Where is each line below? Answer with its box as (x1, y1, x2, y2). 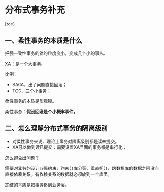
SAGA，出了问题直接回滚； (12, 81, 67, 87)
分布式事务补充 (5, 4, 65, 16)
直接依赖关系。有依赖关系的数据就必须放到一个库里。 (5, 171, 112, 177)
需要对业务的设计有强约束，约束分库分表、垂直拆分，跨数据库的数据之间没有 (5, 165, 159, 171)
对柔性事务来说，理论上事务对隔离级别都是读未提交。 (12, 138, 120, 144)
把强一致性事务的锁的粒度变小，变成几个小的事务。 (5, 50, 108, 56)
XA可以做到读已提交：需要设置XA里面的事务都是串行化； (12, 144, 127, 150)
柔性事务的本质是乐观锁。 (5, 98, 57, 104)
